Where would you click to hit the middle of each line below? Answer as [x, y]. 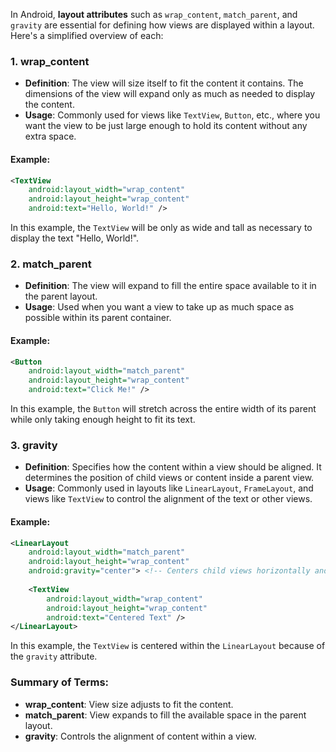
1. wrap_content [50, 61]
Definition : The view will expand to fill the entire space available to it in [170, 286]
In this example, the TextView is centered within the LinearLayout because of [168, 646]
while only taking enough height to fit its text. [103, 419]
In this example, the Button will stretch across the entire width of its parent [163, 408]
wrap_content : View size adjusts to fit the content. [129, 704]
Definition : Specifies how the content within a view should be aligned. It [173, 467]
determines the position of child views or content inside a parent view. [169, 478]
